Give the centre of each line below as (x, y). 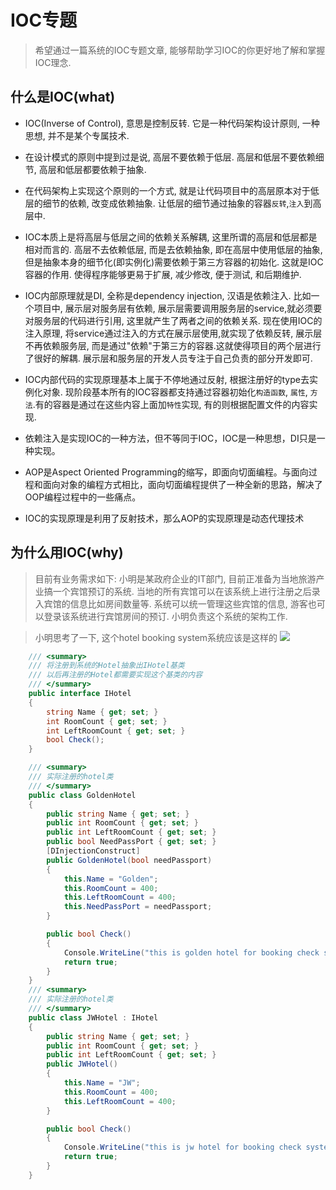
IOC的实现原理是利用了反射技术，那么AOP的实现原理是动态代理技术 (164, 518)
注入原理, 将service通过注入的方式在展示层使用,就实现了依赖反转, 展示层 (173, 333)
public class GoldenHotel (82, 795)
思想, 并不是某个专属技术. (77, 135)
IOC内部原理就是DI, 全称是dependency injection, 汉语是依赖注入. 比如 (168, 295)
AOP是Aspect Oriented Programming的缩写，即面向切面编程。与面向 (166, 472)
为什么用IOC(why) (67, 552)
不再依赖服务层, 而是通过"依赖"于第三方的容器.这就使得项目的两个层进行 (173, 345)
